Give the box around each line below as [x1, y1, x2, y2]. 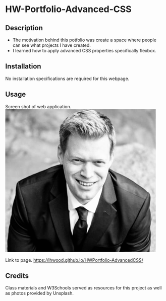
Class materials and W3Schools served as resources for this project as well [5, 285, 162, 291]
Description [5, 24, 43, 32]
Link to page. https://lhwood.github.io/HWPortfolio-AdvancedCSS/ [5, 257, 144, 263]
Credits [5, 272, 29, 280]
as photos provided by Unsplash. [5, 290, 74, 296]
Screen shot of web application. [5, 103, 72, 109]
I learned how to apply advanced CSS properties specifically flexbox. [12, 48, 156, 53]
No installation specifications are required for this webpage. [5, 76, 130, 82]
